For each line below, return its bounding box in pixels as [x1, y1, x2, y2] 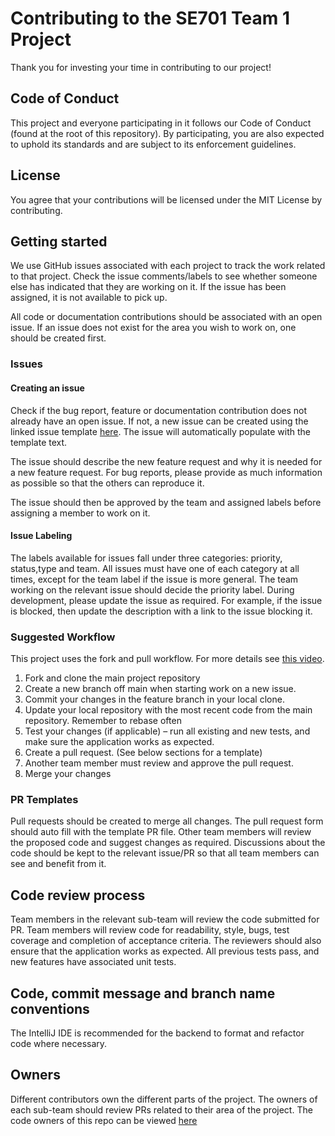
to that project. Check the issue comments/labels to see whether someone [10, 270, 318, 282]
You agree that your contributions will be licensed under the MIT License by [10, 193, 323, 206]
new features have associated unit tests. [10, 956, 177, 968]
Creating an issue [10, 382, 85, 394]
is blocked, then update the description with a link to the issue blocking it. [10, 605, 313, 617]
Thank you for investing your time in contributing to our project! [10, 61, 272, 73]
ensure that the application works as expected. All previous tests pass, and [10, 945, 320, 957]
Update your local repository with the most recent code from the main [24, 704, 313, 716]
